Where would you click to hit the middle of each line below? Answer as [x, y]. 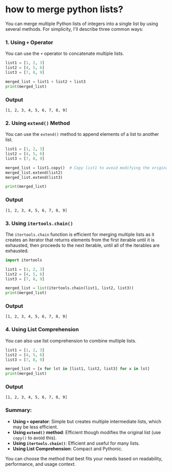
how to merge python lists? [64, 9]
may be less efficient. [35, 427]
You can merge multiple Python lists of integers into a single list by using [82, 24]
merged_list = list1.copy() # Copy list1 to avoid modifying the [78, 168]
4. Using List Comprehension [42, 330]
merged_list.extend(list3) [34, 177]
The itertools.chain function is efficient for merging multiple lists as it [80, 234]
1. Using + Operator [29, 42]
